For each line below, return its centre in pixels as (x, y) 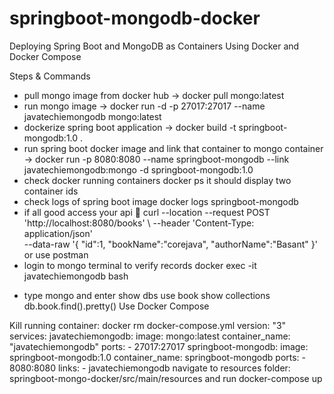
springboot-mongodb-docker (135, 18)
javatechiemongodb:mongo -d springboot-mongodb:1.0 (138, 169)
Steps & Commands (50, 76)
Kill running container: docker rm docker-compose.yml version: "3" (148, 325)
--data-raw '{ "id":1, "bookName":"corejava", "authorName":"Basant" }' (170, 244)
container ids (51, 191)
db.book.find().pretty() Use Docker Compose (116, 306)
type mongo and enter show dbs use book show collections (147, 295)
